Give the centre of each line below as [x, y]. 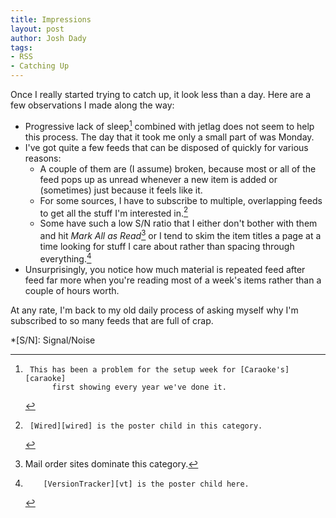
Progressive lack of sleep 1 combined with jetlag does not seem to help [169, 125]
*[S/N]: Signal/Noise [53, 340]
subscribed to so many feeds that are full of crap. [112, 320]
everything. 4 [65, 258]
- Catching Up [40, 66]
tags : [21, 47]
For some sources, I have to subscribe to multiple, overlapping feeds [181, 200]
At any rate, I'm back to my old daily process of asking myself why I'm [154, 310]
